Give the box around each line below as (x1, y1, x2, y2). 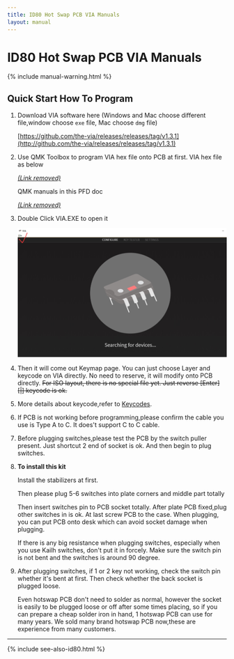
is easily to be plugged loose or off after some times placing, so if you (17, 603, 218, 611)
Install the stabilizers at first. (17, 476, 99, 484)
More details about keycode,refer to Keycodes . (17, 399, 152, 408)
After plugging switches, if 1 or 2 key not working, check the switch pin (17, 566, 221, 575)
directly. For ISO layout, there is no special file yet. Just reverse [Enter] (17, 378, 220, 387)
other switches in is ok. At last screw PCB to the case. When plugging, (17, 510, 219, 518)
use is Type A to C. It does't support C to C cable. (17, 420, 160, 428)
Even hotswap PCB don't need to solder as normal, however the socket (17, 595, 221, 603)
